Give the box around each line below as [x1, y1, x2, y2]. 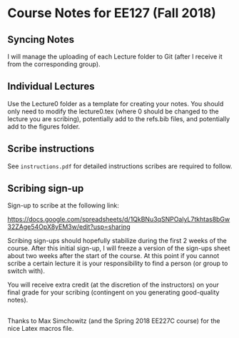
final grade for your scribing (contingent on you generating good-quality [7, 288, 220, 297]
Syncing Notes [7, 34, 75, 46]
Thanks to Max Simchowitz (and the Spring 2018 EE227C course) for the [7, 316, 220, 325]
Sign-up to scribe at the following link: [7, 201, 119, 210]
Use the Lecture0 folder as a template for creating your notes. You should [7, 99, 224, 108]
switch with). [7, 267, 45, 275]
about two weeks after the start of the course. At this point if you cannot [7, 252, 220, 260]
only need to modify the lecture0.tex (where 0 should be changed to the [7, 107, 219, 116]
